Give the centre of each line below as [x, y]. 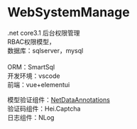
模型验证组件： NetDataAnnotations [59, 99]
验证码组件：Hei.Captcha [44, 108]
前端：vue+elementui [39, 84]
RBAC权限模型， [31, 41]
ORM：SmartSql [31, 67]
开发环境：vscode [34, 76]
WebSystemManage [68, 12]
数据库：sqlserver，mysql [45, 50]
